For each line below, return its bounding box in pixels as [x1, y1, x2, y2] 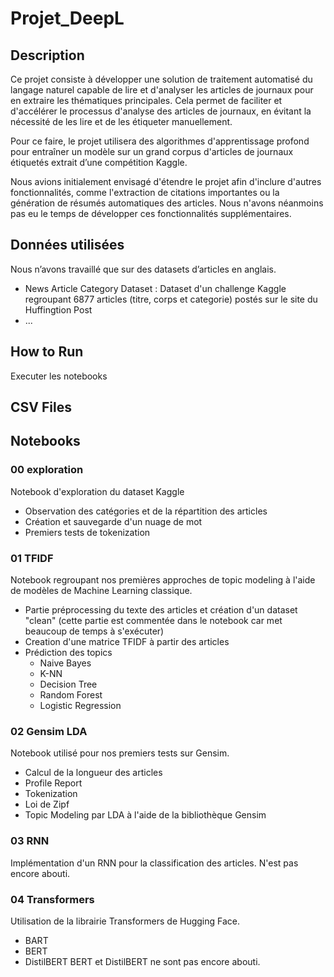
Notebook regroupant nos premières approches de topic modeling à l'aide [10, 574, 316, 586]
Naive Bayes [39, 657, 92, 669]
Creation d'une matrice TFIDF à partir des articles [24, 636, 230, 647]
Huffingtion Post [24, 303, 93, 316]
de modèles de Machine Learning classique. [10, 585, 193, 596]
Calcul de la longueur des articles [24, 767, 163, 779]
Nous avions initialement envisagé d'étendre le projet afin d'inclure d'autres [10, 176, 322, 187]
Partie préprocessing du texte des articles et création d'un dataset [24, 604, 298, 616]
